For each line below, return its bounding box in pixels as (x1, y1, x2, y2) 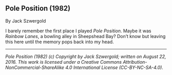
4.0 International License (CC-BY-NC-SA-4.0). (65, 64, 164, 70)
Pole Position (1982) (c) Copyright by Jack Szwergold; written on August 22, (5, 53, 166, 60)
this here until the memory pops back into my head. (5, 39, 114, 45)
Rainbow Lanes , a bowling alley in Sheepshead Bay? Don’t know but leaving (5, 33, 166, 39)
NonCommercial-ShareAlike (5, 64, 64, 70)
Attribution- (122, 59, 147, 65)
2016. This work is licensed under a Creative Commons (5, 59, 122, 65)
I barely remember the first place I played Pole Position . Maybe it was (5, 28, 152, 34)
